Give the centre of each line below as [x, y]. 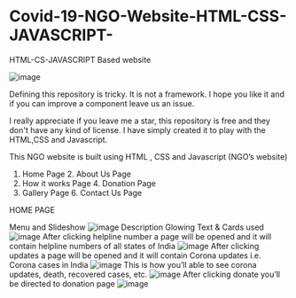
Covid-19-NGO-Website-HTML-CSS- [148, 16]
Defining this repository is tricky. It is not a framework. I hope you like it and [147, 94]
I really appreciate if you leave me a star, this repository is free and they [140, 121]
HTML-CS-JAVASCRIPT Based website [80, 59]
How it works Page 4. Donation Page [89, 183]
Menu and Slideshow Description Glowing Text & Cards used [136, 227]
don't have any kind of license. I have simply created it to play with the [137, 129]
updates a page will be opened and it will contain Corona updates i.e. [135, 255]
